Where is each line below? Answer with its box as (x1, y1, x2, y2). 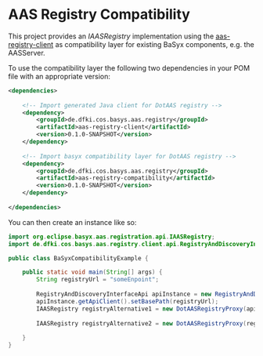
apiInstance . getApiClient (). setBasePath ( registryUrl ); (36, 297, 219, 305)
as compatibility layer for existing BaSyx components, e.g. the (55, 39, 254, 49)
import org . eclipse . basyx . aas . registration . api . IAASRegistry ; (8, 233, 215, 241)
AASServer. (8, 48, 45, 57)
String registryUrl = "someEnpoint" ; (36, 276, 159, 284)
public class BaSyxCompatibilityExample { (8, 254, 149, 262)
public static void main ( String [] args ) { (22, 268, 163, 276)
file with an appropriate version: (8, 71, 111, 81)
